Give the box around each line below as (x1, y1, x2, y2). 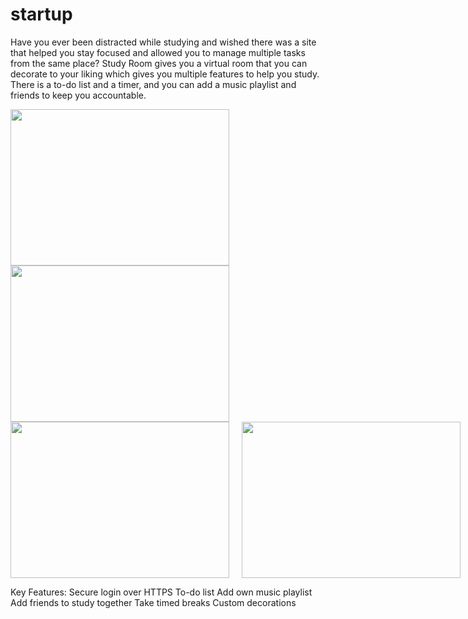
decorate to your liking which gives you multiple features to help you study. (10, 68, 320, 80)
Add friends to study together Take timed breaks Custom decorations (10, 596, 297, 608)
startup (10, 3, 73, 26)
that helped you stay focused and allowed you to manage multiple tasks (10, 46, 306, 58)
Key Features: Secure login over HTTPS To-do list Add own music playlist (10, 586, 313, 598)
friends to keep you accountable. (10, 89, 147, 101)
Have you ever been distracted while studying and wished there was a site (10, 36, 317, 48)
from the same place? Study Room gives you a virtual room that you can (10, 57, 308, 69)
